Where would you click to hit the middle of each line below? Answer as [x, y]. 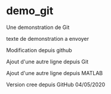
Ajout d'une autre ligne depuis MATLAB [55, 73]
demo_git [30, 11]
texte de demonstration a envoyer [48, 38]
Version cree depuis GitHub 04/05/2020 [56, 85]
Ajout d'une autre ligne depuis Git [47, 61]
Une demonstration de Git [38, 27]
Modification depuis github [39, 50]
